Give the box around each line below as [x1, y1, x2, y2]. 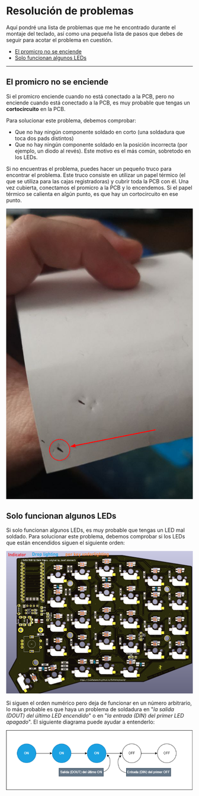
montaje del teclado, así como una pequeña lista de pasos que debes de [6, 30, 183, 37]
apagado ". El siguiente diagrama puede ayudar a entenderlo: [6, 718, 155, 725]
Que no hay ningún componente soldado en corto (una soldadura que [14, 128, 185, 135]
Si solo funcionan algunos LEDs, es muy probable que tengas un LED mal [6, 527, 185, 534]
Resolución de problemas [6, 4, 134, 18]
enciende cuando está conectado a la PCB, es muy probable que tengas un [6, 99, 191, 106]
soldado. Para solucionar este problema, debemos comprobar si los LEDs [6, 533, 185, 540]
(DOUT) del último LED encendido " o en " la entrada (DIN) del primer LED [6, 712, 185, 719]
